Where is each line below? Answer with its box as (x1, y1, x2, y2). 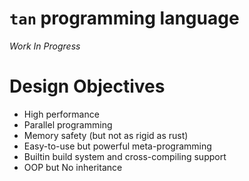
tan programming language (9, 7, 240, 30)
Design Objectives (9, 75, 166, 98)
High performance (23, 108, 100, 120)
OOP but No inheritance (23, 161, 123, 173)
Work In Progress (9, 40, 81, 52)
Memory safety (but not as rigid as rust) (23, 129, 189, 141)
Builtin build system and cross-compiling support (23, 150, 227, 162)
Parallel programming (23, 118, 113, 131)
